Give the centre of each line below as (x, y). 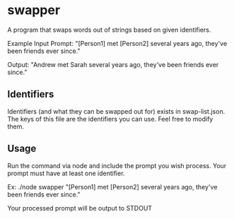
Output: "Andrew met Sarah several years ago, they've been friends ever (113, 64)
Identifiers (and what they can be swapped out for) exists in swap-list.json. (116, 111)
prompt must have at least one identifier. (66, 173)
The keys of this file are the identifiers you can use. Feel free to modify (110, 119)
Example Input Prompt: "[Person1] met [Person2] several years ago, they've (117, 43)
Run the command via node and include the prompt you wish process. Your (117, 165)
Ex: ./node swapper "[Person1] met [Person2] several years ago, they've (112, 187)
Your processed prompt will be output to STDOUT (80, 208)
